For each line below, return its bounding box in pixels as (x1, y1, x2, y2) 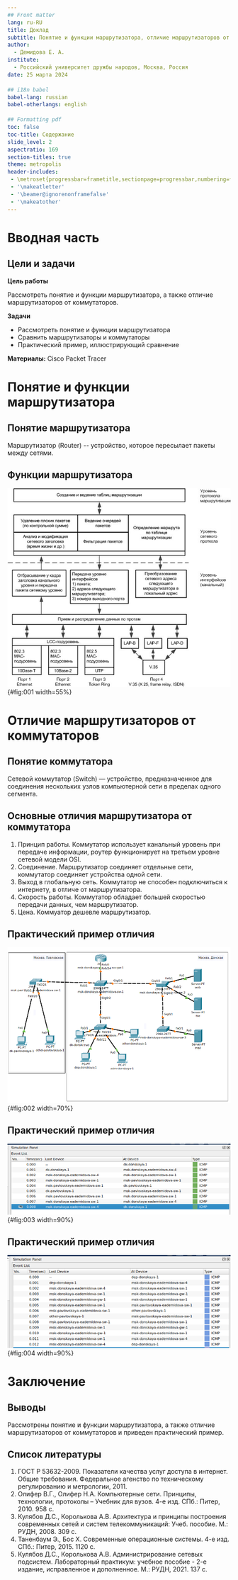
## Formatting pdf (7, 116, 62, 123)
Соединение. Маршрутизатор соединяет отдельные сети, (17, 862, 193, 871)
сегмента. (7, 789, 38, 798)
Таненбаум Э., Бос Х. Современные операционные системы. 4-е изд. (17, 1535, 230, 1544)
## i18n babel (7, 86, 50, 94)
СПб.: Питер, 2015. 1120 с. (17, 1542, 96, 1551)
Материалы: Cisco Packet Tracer (7, 354, 107, 363)
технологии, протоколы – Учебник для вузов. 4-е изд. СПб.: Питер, (17, 1497, 221, 1506)
